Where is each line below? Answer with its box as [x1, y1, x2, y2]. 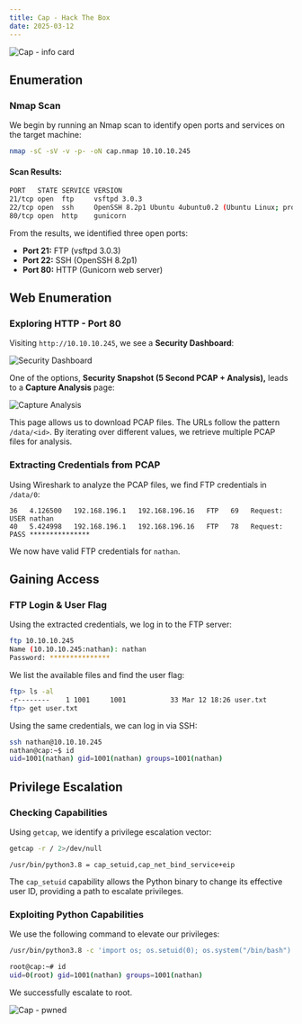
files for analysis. [9, 436, 73, 447]
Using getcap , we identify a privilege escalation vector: [9, 827, 212, 838]
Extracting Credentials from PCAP [9, 458, 161, 471]
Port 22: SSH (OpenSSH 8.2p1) [22, 254, 138, 266]
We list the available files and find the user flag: [9, 670, 185, 681]
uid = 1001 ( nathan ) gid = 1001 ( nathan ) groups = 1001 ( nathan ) [9, 754, 223, 764]
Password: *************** [9, 654, 111, 663]
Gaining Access [9, 572, 100, 587]
